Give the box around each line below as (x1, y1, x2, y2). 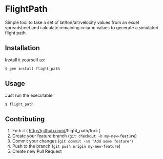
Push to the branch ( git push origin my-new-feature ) (12, 143, 121, 149)
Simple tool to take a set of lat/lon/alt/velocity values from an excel (5, 19, 139, 25)
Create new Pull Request (12, 148, 62, 154)
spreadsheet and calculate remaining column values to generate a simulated (5, 24, 159, 30)
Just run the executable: (5, 92, 54, 98)
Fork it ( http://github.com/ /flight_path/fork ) (12, 128, 101, 134)
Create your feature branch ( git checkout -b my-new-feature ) (12, 133, 137, 139)
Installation (5, 44, 40, 52)
